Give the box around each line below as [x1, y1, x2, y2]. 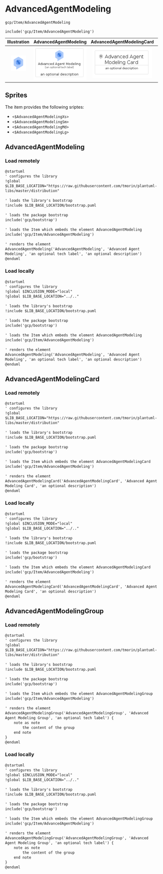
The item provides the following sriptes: [5, 104, 84, 110]
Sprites [5, 91, 28, 99]
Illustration [7, 39, 30, 45]
